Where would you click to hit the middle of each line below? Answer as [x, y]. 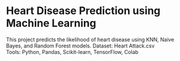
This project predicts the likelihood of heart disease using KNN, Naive [90, 39]
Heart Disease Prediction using [83, 11]
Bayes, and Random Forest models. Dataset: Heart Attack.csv [80, 46]
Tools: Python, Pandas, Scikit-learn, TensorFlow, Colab [72, 52]
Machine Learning [51, 23]
